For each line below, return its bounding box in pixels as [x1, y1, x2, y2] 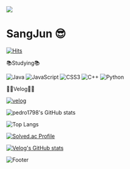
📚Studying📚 [6, 59, 41, 67]
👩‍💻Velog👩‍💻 [6, 85, 35, 92]
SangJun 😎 [6, 27, 66, 41]
